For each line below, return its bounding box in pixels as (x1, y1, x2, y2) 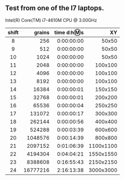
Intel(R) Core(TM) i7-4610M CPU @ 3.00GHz (5, 17, 97, 23)
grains (34, 29, 50, 36)
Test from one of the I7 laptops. (5, 4, 105, 12)
